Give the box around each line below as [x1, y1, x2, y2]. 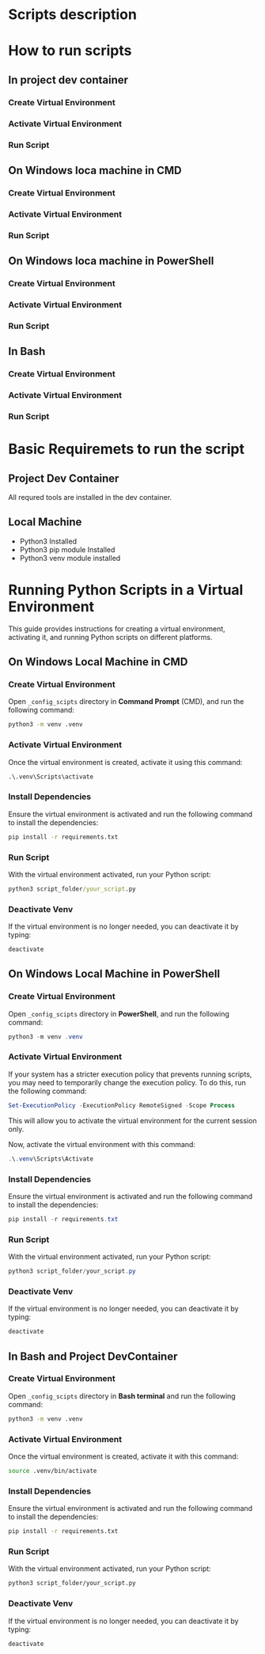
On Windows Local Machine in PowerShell [8, 967, 220, 981]
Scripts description [8, 6, 137, 24]
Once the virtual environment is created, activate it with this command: [8, 1452, 239, 1461]
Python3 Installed [19, 536, 78, 546]
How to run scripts [8, 42, 132, 60]
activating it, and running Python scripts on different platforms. [8, 632, 213, 642]
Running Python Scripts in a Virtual [8, 581, 244, 599]
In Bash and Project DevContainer [8, 1349, 178, 1363]
